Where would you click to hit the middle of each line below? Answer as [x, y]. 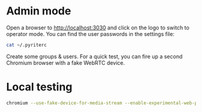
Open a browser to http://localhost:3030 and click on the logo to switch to [98, 28]
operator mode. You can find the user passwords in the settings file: [90, 34]
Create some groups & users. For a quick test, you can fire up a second [94, 56]
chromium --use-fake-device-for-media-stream [64, 103]
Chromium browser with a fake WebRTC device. [66, 63]
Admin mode [39, 11]
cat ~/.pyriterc [26, 45]
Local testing [39, 87]
